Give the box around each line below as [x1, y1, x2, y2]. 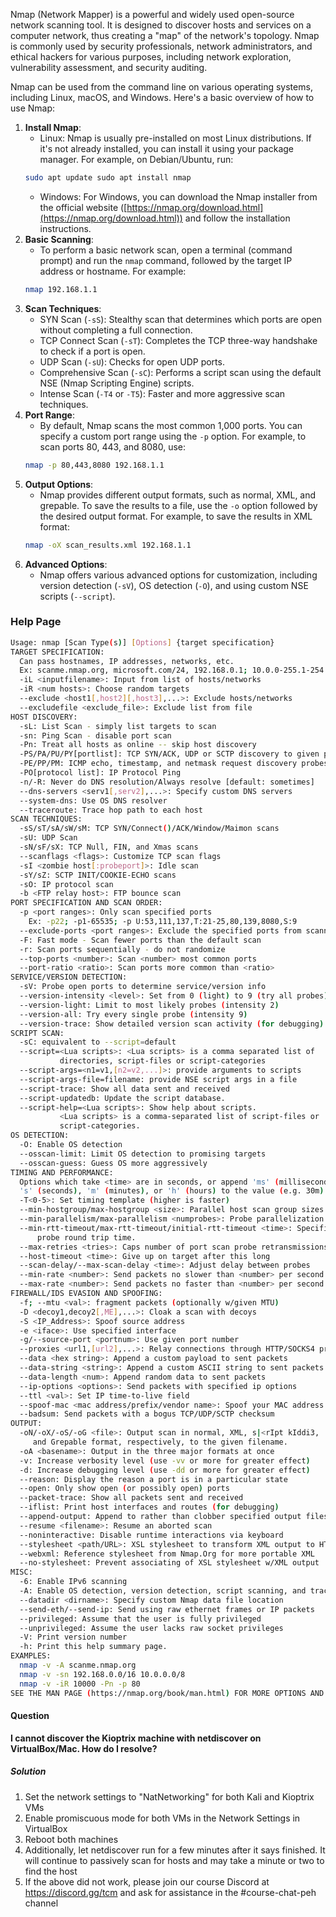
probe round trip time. [36, 1232, 137, 1243]
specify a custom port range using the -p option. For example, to [39, 430, 307, 442]
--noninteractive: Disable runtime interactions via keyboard [19, 1530, 284, 1540]
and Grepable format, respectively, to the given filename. [32, 1437, 288, 1448]
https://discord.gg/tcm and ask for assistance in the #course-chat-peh [24, 1886, 317, 1898]
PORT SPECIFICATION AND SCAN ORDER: [10, 898, 163, 908]
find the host [24, 1865, 78, 1877]
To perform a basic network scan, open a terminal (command [39, 244, 293, 256]
